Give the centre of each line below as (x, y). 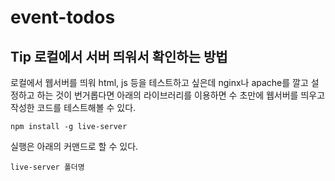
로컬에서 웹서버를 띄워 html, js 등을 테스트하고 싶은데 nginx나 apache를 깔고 (159, 82)
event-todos (63, 17)
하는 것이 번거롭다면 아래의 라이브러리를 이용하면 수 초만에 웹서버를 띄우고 (181, 95)
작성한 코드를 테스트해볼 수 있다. (73, 107)
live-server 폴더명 (47, 167)
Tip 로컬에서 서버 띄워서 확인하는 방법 (119, 56)
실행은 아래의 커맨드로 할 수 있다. (74, 146)
